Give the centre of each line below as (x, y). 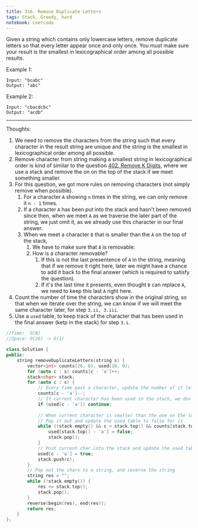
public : (16, 355)
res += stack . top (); (63, 487)
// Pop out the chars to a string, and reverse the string (101, 470)
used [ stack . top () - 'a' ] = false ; (90, 432)
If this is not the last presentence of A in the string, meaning (113, 260)
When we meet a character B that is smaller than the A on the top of (105, 234)
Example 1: (19, 70)
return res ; (42, 509)
